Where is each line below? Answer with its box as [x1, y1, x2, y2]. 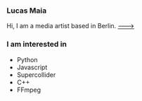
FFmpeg [16, 85, 41, 94]
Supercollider [16, 70, 56, 79]
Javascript [16, 63, 48, 71]
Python [16, 55, 38, 64]
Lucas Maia [6, 6, 47, 16]
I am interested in [6, 40, 67, 49]
